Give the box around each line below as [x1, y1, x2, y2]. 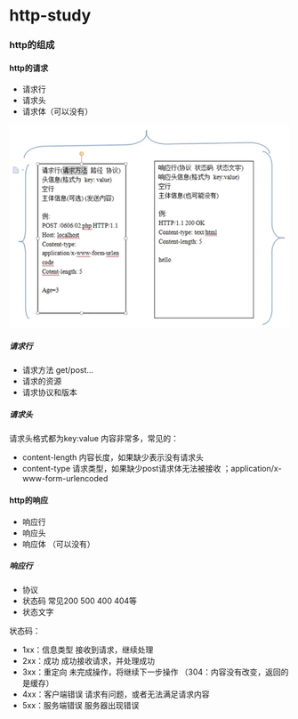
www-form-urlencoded [21, 473, 109, 484]
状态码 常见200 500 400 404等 [21, 595, 138, 606]
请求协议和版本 [21, 387, 77, 398]
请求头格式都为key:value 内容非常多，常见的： [9, 433, 180, 444]
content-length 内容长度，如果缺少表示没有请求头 [21, 452, 205, 463]
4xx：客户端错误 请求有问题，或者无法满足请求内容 [21, 689, 211, 699]
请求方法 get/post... [21, 365, 94, 376]
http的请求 [9, 62, 49, 73]
